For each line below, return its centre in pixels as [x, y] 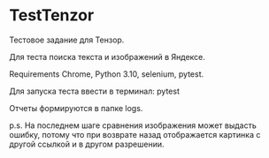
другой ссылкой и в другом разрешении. [87, 144]
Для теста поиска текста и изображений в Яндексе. [108, 56]
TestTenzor [52, 15]
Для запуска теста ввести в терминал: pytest [94, 91]
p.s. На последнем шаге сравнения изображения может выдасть [133, 125]
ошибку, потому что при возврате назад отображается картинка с [135, 134]
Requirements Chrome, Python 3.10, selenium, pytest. [107, 74]
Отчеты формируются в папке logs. [76, 108]
